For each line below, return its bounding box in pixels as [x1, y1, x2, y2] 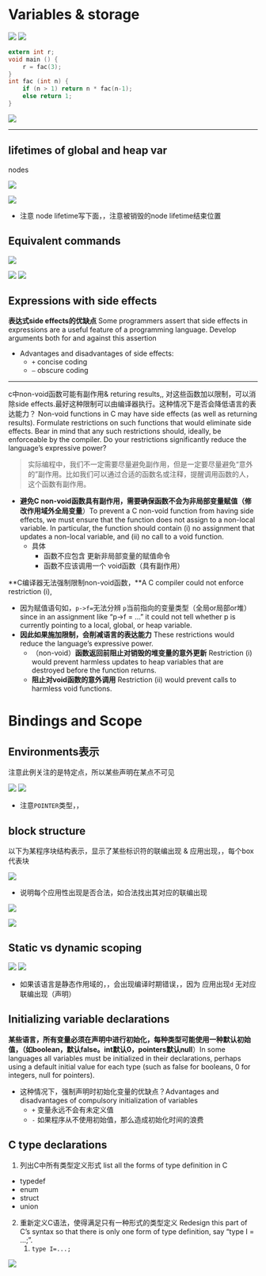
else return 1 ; [22, 93, 73, 101]
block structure [8, 824, 86, 837]
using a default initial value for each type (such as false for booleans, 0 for [8, 1061, 251, 1071]
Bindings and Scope [8, 711, 142, 729]
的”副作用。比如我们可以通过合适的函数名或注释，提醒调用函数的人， [27, 470, 253, 479]
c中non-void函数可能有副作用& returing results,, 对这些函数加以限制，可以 [8, 390, 249, 399]
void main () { [8, 55, 59, 63]
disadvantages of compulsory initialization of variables [19, 1095, 198, 1105]
